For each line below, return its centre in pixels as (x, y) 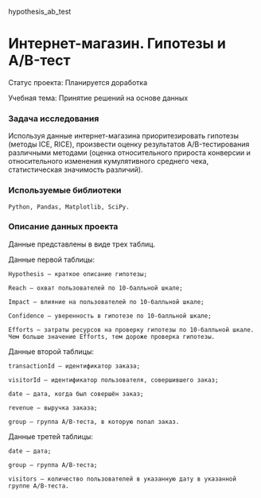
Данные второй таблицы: (51, 351)
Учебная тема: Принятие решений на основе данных (98, 98)
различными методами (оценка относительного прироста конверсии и (129, 153)
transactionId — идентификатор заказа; (74, 366)
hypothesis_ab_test (40, 12)
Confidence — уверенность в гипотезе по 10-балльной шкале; (110, 316)
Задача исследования (54, 119)
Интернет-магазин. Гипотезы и (117, 44)
